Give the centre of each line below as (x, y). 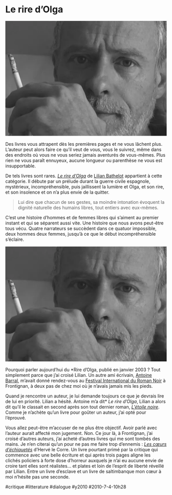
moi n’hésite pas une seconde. (38, 477)
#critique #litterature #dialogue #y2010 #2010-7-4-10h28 (66, 487)
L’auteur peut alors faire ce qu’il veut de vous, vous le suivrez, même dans (83, 149)
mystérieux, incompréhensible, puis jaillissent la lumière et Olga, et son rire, (85, 186)
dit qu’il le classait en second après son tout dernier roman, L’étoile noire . (82, 407)
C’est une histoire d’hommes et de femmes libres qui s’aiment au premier (82, 217)
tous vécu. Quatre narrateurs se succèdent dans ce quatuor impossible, (81, 228)
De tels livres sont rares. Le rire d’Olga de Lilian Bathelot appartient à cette (84, 176)
